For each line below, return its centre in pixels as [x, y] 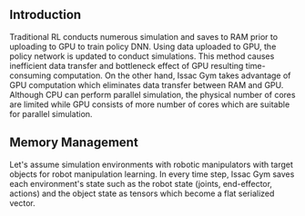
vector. [23, 202]
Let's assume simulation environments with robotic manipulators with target [152, 164]
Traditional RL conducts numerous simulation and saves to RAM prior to [144, 36]
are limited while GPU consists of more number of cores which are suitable [150, 104]
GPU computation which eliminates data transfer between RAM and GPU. [147, 84]
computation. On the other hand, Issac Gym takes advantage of [172, 75]
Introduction [46, 15]
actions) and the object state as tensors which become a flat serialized [142, 193]
